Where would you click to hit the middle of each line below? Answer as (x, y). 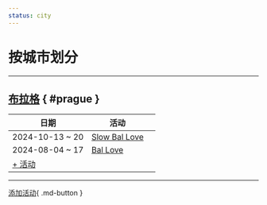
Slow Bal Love (118, 137)
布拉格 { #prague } (54, 99)
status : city (30, 15)
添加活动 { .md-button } (46, 193)
